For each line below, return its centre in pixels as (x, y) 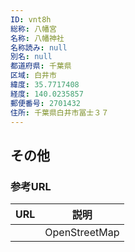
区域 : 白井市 (33, 76)
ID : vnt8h (31, 19)
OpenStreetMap (82, 233)
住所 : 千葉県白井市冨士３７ (60, 112)
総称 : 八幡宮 (33, 29)
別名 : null (31, 57)
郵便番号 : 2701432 (46, 103)
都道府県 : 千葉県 (41, 66)
